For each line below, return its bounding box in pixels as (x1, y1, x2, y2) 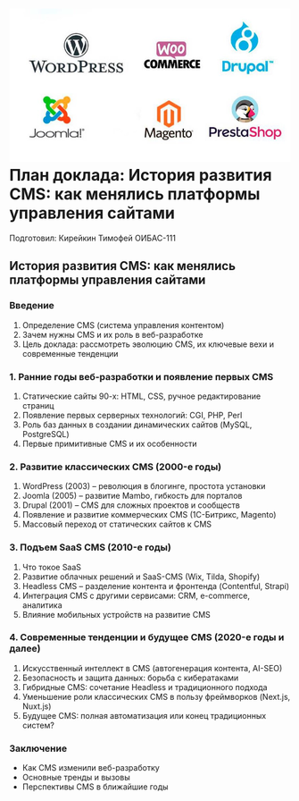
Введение (9, 299, 55, 312)
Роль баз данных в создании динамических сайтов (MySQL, (21, 419, 253, 430)
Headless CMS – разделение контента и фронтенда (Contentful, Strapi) (21, 580, 290, 591)
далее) (9, 643, 41, 655)
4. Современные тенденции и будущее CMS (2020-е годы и (9, 631, 285, 644)
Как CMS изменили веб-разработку (21, 763, 161, 773)
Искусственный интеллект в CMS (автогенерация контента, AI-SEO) (21, 662, 283, 673)
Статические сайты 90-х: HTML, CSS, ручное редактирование (21, 391, 262, 401)
